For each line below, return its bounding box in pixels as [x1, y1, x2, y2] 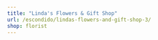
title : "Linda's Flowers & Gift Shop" [7, 9, 118, 17]
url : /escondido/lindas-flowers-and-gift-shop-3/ [7, 16, 152, 23]
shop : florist [7, 22, 48, 29]
